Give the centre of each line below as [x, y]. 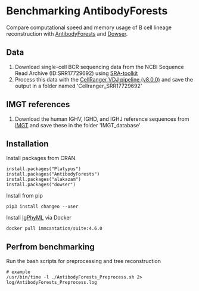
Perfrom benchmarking [51, 247]
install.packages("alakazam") [44, 180]
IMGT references [38, 104]
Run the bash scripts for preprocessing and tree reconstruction [83, 261]
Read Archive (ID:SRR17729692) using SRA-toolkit [76, 73]
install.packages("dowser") [41, 185]
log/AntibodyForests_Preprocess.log [52, 283]
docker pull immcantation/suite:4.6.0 [54, 229]
